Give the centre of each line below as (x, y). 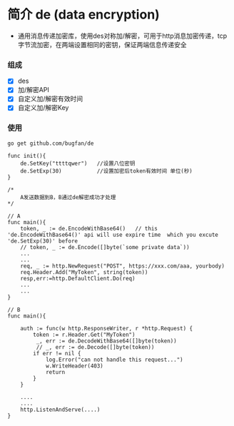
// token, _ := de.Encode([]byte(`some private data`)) (105, 247)
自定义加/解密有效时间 (50, 99)
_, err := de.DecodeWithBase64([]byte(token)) (106, 341)
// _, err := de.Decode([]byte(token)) (95, 347)
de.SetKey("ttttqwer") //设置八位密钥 (78, 163)
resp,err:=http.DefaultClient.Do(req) (78, 278)
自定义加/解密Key (43, 108)
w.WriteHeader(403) (74, 366)
